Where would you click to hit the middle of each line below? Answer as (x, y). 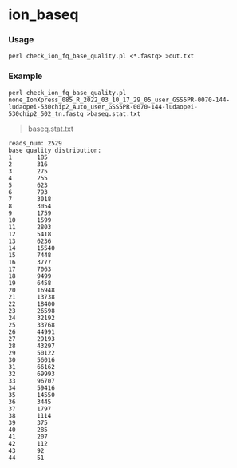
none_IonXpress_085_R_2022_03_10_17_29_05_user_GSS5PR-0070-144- (119, 100)
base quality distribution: (55, 150)
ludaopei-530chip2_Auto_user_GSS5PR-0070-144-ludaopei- (103, 107)
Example (26, 76)
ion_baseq (43, 15)
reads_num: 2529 (35, 143)
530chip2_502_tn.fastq (46, 113)
